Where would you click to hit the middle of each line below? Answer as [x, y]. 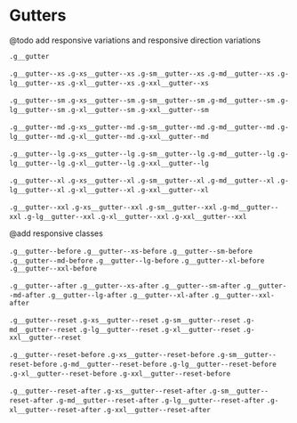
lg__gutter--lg [37, 163]
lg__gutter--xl [37, 190]
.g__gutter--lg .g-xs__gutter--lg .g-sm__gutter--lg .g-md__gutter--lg [142, 154]
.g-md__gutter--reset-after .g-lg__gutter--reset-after [160, 400]
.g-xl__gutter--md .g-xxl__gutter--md [138, 136]
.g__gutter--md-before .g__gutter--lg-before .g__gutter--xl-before [137, 260]
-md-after [28, 295]
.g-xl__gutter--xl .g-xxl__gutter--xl [138, 190]
